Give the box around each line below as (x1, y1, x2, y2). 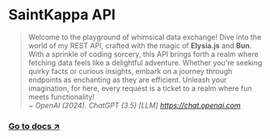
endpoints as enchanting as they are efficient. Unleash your (27, 75, 227, 84)
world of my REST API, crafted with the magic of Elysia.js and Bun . (27, 40, 252, 50)
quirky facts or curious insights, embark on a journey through (27, 66, 233, 76)
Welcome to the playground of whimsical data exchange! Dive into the (27, 32, 262, 42)
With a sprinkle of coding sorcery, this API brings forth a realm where (27, 49, 259, 59)
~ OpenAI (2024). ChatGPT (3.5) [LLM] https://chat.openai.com (27, 100, 241, 110)
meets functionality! (27, 92, 95, 101)
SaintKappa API (8, 6, 116, 24)
